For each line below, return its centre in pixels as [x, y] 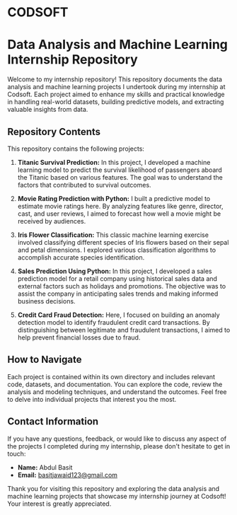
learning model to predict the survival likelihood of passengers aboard [120, 170]
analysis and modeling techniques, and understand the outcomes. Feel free [117, 392]
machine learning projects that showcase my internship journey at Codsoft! [117, 496]
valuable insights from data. [48, 110]
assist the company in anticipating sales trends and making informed [118, 294]
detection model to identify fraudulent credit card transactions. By [114, 322]
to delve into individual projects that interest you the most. [92, 399]
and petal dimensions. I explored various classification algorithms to [117, 250]
